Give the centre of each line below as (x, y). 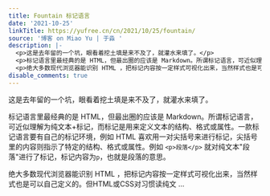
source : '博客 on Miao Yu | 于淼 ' (65, 38)
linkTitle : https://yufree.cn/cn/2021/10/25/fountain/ (102, 31)
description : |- (35, 46)
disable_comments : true (48, 76)
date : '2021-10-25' (41, 23)
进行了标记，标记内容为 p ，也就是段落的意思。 (94, 157)
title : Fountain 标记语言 (49, 16)
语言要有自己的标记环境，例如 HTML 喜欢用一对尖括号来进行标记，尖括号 (136, 137)
